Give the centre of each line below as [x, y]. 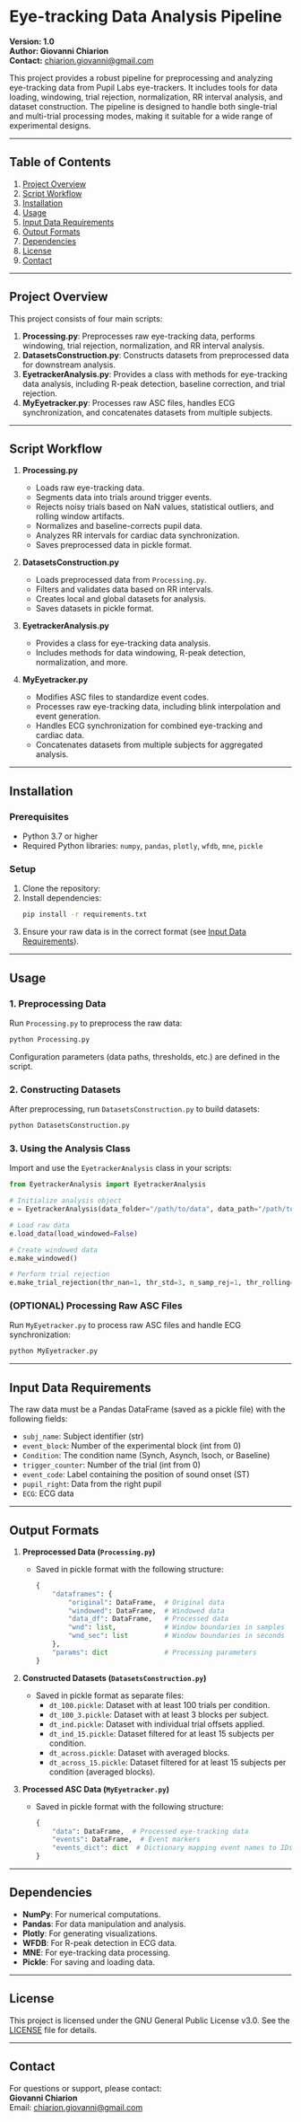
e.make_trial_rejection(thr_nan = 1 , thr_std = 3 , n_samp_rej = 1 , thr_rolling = [152, 1283]
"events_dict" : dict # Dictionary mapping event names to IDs [172, 1848]
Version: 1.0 [32, 41]
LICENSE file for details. [53, 2030]
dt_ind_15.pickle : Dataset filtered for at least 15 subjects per [162, 1733]
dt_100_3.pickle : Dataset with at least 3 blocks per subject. [159, 1714]
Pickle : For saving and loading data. [88, 1962]
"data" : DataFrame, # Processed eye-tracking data [150, 1831]
